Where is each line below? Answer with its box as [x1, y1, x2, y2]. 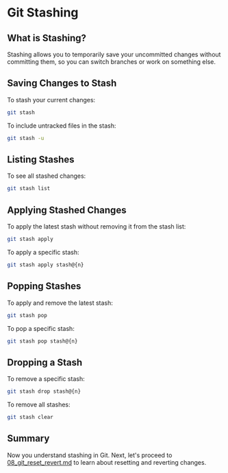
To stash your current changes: [7, 95, 96, 104]
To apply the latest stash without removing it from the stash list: [7, 222, 186, 231]
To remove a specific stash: [7, 375, 85, 383]
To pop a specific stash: [7, 324, 75, 332]
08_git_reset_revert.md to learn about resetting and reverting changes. [7, 458, 207, 466]
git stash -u [7, 135, 45, 141]
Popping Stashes [7, 280, 81, 292]
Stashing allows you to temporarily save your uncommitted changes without [7, 50, 221, 58]
